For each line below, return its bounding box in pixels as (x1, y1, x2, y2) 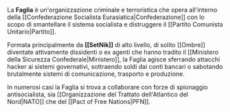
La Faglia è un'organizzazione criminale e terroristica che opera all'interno (7, 6, 218, 14)
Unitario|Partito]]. (7, 27, 56, 36)
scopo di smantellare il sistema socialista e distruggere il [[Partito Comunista (7, 20, 223, 28)
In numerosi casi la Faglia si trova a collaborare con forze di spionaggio (7, 83, 208, 91)
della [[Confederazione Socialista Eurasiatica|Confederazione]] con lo (7, 13, 205, 21)
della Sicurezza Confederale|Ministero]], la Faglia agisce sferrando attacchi (7, 55, 220, 64)
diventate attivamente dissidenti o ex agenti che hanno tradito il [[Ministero (7, 48, 218, 56)
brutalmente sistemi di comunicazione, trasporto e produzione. (7, 70, 185, 78)
